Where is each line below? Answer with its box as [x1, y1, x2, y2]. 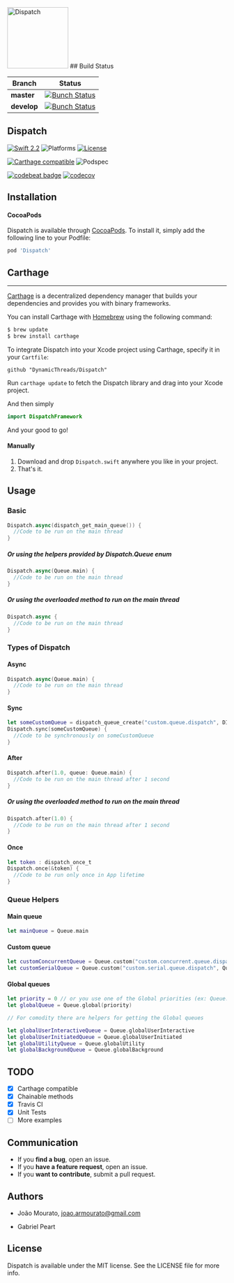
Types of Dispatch [7, 643, 71, 652]
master [10, 90, 35, 100]
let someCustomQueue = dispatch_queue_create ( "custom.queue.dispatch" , [7, 719, 219, 726]
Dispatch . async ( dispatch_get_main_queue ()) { [7, 522, 141, 529]
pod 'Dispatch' [7, 248, 52, 255]
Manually [7, 442, 35, 450]
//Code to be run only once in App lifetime [13, 872, 145, 879]
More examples [17, 1116, 63, 1124]
